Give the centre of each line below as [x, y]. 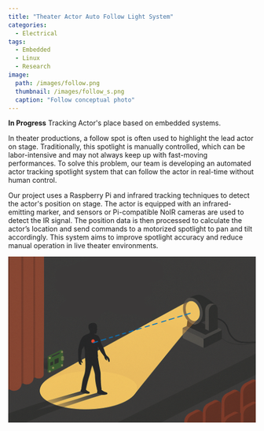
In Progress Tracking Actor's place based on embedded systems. [115, 123]
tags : [17, 42]
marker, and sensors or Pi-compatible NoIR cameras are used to [140, 212]
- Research [33, 67]
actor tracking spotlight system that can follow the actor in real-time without [131, 172]
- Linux [28, 58]
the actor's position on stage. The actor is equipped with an [105, 204]
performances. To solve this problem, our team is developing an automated [130, 163]
